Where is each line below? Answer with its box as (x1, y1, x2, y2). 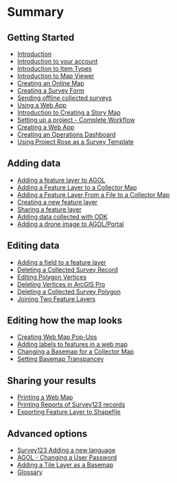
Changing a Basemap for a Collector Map (16, 347, 134, 356)
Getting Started (7, 32, 75, 43)
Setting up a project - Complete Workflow (16, 116, 135, 124)
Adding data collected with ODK (16, 212, 108, 220)
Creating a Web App (16, 123, 75, 131)
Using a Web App (16, 101, 67, 109)
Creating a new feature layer (16, 198, 98, 206)
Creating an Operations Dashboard (16, 130, 116, 138)
